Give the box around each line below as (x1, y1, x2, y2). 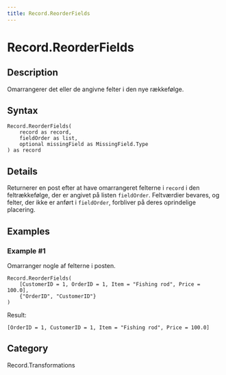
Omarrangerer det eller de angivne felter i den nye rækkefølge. (7, 85, 184, 93)
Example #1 (7, 246, 46, 256)
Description (7, 66, 58, 79)
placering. (7, 206, 36, 214)
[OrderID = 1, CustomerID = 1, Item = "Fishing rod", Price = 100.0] (7, 324, 210, 331)
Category (7, 343, 49, 354)
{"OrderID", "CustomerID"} (19, 293, 97, 300)
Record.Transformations (7, 361, 75, 369)
